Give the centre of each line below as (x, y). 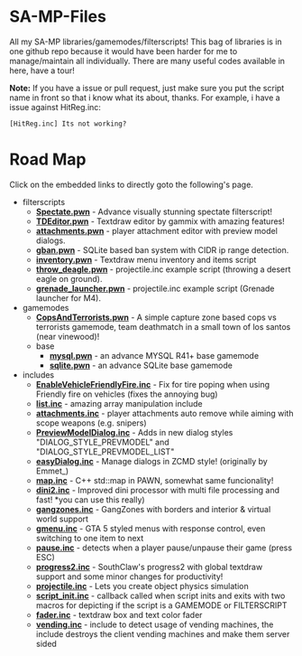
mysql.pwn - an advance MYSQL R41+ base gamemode (154, 355)
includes (38, 375)
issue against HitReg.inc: (55, 107)
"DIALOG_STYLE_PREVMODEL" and (102, 442)
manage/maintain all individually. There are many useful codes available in (147, 61)
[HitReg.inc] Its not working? (68, 124)
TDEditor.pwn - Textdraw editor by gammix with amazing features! (160, 221)
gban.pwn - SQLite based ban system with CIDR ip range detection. (162, 249)
